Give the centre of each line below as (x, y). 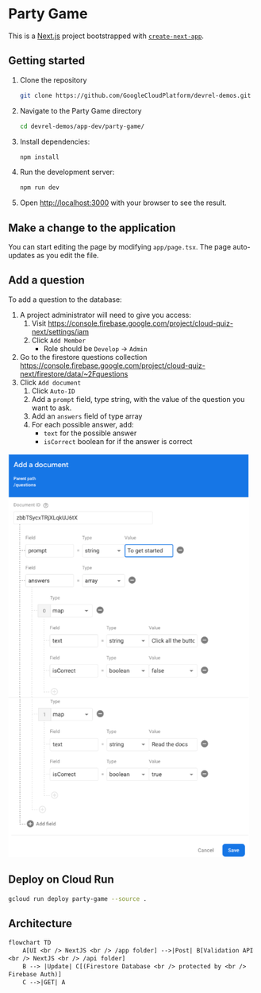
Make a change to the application (92, 228)
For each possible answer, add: (83, 424)
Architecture (40, 923)
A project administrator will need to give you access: (106, 315)
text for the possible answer (90, 433)
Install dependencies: (55, 141)
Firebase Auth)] (35, 975)
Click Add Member (58, 340)
